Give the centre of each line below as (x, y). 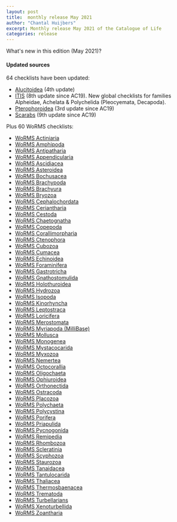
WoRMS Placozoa (37, 399)
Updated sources (28, 65)
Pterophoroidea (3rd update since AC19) (65, 109)
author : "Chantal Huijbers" (41, 23)
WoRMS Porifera (35, 418)
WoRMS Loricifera (37, 316)
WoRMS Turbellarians (42, 500)
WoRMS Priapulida (38, 424)
